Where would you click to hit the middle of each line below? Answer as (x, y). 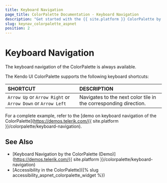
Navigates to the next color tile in (118, 97)
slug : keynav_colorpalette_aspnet (41, 24)
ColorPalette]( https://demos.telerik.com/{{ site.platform (62, 121)
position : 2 (17, 28)
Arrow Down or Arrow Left (37, 104)
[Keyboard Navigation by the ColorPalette (55, 154)
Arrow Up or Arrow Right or (39, 97)
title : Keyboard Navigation (34, 10)
